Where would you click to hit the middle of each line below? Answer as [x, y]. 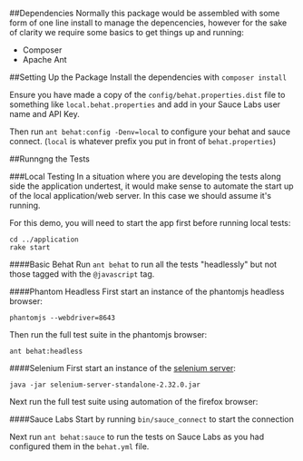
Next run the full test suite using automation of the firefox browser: [134, 402]
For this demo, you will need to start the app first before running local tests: [150, 223]
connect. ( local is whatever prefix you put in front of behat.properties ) [143, 141]
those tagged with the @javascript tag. [82, 274]
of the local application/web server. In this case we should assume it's [141, 196]
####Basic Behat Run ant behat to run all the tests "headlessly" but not [143, 264]
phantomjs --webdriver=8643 [63, 318]
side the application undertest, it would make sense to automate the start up [151, 186]
